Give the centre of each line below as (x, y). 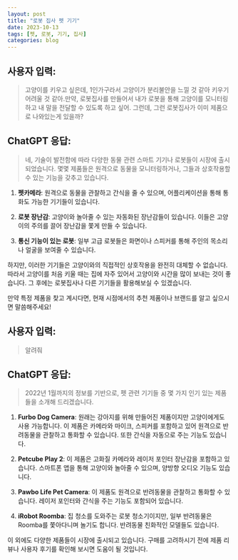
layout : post (27, 14)
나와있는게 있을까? (58, 116)
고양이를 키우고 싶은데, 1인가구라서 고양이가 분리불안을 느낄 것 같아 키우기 (127, 89)
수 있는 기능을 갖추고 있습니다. (67, 177)
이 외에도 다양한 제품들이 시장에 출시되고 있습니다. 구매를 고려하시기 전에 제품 (115, 540)
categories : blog (33, 41)
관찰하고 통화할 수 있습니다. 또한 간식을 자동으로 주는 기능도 (125, 435)
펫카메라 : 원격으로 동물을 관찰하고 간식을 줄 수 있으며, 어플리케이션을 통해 (119, 193)
